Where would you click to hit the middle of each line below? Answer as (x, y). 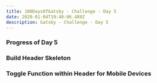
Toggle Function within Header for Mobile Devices (79, 74)
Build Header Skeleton (39, 58)
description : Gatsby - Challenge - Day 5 (57, 22)
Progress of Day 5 (32, 42)
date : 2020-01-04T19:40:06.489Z (45, 17)
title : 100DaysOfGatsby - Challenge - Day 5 (61, 11)
